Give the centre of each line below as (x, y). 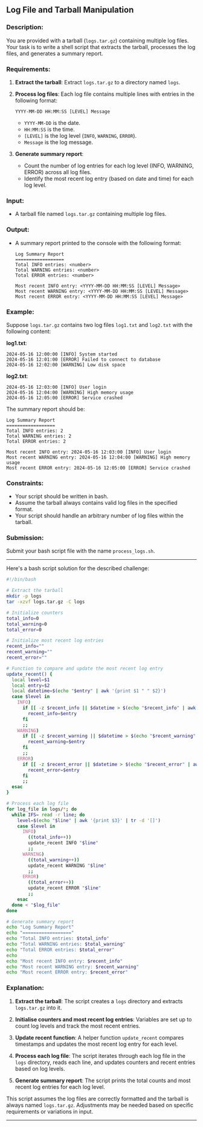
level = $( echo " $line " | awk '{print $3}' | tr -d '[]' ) (89, 820)
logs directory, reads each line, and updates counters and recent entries (105, 1062)
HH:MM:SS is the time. (49, 129)
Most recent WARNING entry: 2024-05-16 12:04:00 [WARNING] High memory (98, 457)
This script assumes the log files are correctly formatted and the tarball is (98, 1098)
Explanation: (25, 988)
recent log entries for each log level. (60, 1087)
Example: (20, 312)
